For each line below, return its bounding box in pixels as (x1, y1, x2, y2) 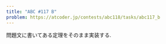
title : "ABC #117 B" (6, 8, 58, 15)
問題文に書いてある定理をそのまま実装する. (6, 31, 111, 39)
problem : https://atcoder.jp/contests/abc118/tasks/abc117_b (6, 14, 161, 20)
